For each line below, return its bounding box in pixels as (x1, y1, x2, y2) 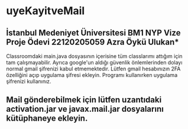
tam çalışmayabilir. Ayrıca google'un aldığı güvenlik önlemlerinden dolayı (6, 59, 183, 66)
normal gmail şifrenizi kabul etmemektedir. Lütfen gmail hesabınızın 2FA (6, 65, 181, 72)
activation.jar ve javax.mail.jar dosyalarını (6, 104, 164, 114)
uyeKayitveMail (6, 4, 85, 18)
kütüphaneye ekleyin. (6, 114, 88, 124)
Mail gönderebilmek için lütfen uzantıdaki (6, 95, 162, 105)
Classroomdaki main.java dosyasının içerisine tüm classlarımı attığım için (6, 53, 183, 60)
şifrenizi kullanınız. (6, 78, 51, 85)
